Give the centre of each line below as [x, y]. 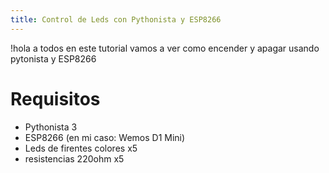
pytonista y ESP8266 [53, 58]
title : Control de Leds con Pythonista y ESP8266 [116, 19]
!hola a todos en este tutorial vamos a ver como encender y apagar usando [165, 48]
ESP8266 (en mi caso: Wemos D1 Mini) [105, 137]
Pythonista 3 [51, 127]
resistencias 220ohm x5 [74, 158]
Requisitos [55, 98]
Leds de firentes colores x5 [81, 148]
